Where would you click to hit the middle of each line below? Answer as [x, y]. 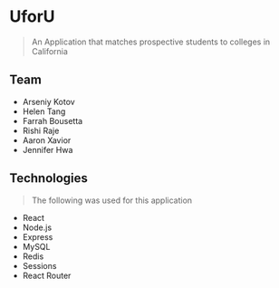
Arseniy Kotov [48, 101]
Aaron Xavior [47, 140]
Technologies [49, 178]
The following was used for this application [112, 200]
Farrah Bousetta [53, 120]
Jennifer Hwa [48, 149]
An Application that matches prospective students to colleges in [151, 42]
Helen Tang [44, 111]
